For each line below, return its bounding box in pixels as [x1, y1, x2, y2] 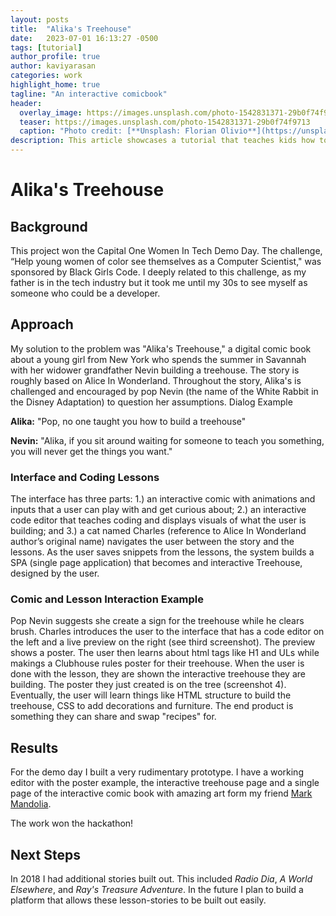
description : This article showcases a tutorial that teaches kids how [10, 136, 315, 146]
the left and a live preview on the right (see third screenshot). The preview [10, 636, 316, 648]
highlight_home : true [10, 80, 101, 90]
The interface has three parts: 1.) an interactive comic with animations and [10, 493, 316, 505]
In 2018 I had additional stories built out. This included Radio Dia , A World [10, 873, 313, 885]
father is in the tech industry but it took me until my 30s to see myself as [10, 277, 308, 288]
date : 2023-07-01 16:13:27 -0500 [10, 33, 159, 43]
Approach [10, 316, 74, 333]
